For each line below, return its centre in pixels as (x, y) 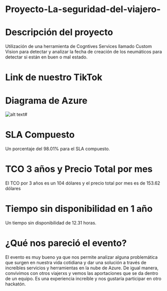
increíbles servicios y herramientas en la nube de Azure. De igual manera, (82, 268)
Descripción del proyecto (59, 33)
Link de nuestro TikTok (54, 77)
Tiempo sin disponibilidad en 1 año (79, 209)
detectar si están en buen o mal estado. (46, 57)
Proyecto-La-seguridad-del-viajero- (83, 9)
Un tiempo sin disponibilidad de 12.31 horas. (51, 223)
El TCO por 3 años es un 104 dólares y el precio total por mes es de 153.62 (83, 183)
